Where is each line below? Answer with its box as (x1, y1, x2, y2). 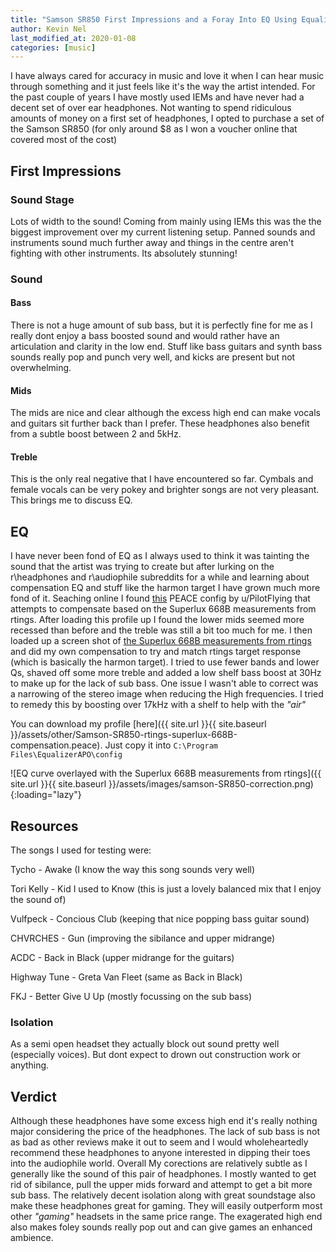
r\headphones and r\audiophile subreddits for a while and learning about (10, 571, 310, 583)
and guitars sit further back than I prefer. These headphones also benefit (10, 417, 310, 430)
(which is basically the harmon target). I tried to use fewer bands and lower (10, 656, 320, 668)
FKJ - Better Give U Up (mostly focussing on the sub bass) (10, 991, 253, 1003)
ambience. (10, 1232, 54, 1244)
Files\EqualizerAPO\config (10, 750, 123, 760)
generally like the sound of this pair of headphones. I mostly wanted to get (10, 1168, 317, 1180)
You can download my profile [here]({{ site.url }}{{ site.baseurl (10, 718, 267, 730)
